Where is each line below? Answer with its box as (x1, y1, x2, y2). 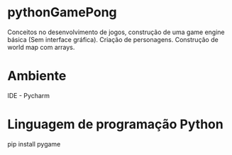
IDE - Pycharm (7, 91, 50, 100)
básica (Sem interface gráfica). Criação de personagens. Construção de (7, 35, 219, 43)
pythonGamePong (7, 4, 117, 21)
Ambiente (7, 68, 67, 84)
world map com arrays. (7, 43, 75, 51)
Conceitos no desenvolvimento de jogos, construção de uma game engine (7, 28, 225, 36)
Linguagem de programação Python (7, 117, 223, 132)
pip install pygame (7, 139, 61, 148)
